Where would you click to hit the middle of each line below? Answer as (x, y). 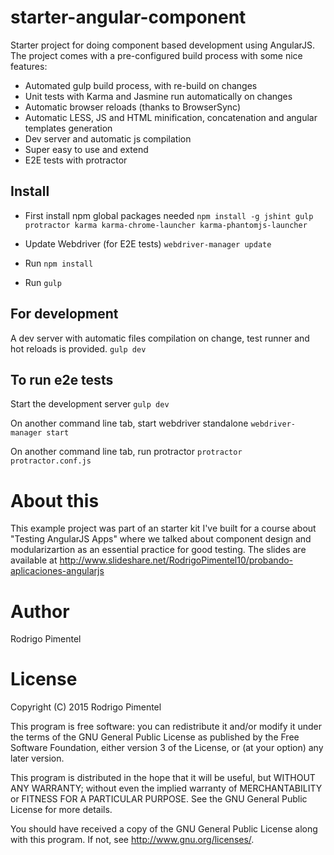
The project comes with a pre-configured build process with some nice (156, 55)
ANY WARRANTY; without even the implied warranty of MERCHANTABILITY (166, 788)
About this (55, 500)
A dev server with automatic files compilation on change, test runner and (160, 338)
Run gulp (43, 282)
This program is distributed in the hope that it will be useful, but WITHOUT (163, 778)
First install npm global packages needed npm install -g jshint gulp (169, 215)
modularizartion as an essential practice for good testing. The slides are (158, 550)
